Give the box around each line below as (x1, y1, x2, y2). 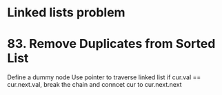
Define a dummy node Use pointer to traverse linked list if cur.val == (7, 73, 201, 81)
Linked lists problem (7, 5, 125, 21)
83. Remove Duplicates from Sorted (7, 36, 216, 52)
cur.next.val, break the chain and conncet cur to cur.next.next (7, 81, 182, 89)
